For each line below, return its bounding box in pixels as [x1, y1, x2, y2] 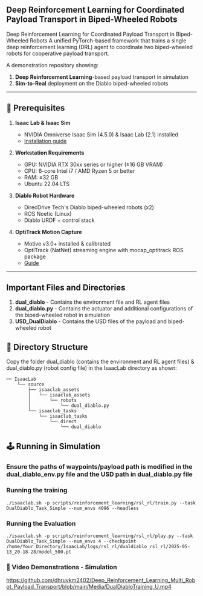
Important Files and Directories [6, 283, 126, 293]
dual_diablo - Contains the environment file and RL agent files [14, 298, 170, 306]
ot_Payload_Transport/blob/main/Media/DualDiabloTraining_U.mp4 [6, 583, 172, 591]
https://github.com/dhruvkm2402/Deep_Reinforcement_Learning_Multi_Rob [6, 577, 196, 584]
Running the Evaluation [6, 519, 76, 527]
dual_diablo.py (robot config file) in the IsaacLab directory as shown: [6, 364, 177, 372]
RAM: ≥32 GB [24, 173, 59, 181]
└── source [17, 381, 45, 387]
